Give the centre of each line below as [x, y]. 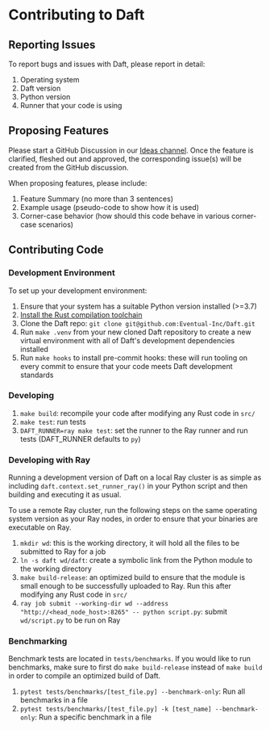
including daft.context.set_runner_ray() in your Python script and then [128, 486]
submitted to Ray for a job [63, 552]
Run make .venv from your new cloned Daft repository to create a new [135, 332]
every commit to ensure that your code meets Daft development [126, 366]
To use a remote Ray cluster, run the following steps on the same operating [133, 510]
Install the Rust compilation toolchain [81, 315]
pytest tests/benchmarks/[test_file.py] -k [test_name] [116, 709]
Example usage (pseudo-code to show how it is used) [110, 207]
